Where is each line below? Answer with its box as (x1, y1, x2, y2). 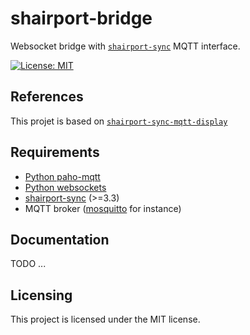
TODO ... (10, 258, 47, 270)
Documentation (10, 231, 110, 248)
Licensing (10, 287, 73, 304)
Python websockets (24, 181, 107, 193)
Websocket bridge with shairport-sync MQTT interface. (10, 40, 241, 52)
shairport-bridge (10, 7, 153, 30)
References (10, 88, 84, 106)
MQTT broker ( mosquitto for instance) (24, 202, 182, 214)
